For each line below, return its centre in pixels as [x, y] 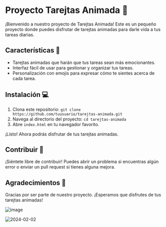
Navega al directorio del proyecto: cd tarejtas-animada [69, 119]
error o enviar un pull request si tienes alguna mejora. [60, 167]
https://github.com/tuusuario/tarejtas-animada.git [67, 114]
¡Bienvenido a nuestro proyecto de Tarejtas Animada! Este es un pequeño [81, 24]
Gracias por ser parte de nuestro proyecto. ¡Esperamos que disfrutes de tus [83, 195]
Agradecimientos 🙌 [36, 183]
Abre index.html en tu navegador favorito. [56, 124]
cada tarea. [24, 78]
